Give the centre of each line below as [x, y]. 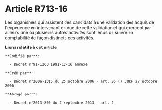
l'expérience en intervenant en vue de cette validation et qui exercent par [78, 27]
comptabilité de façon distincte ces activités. [50, 38]
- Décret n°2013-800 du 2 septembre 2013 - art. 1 [62, 103]
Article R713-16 [36, 9]
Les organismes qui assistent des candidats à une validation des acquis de [80, 22]
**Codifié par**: [23, 56]
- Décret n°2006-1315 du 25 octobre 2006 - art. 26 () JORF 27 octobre [83, 81]
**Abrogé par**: [21, 94]
